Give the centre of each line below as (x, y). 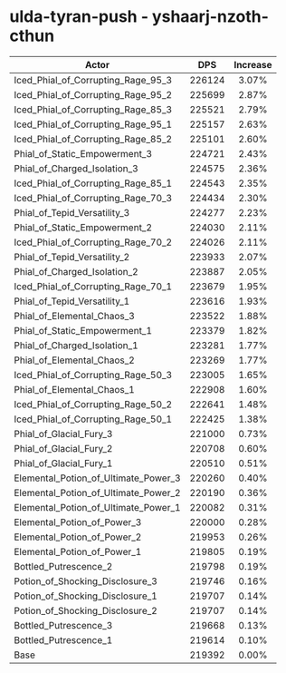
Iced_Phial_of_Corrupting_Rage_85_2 (93, 139)
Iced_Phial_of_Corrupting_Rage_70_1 (93, 286)
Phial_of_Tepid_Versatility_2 (72, 257)
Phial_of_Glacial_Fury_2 (63, 448)
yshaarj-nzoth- (211, 17)
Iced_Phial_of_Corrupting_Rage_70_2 (93, 242)
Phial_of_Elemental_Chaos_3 (75, 316)
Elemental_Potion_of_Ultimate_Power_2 (97, 493)
